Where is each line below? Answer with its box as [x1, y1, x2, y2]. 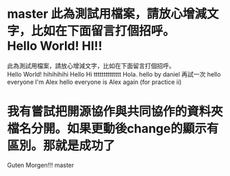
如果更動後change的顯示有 [67, 121, 219, 136]
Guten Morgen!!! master [7, 161, 75, 169]
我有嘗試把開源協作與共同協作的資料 [7, 104, 212, 119]
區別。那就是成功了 [7, 138, 116, 153]
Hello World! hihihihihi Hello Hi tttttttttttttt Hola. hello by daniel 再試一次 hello [7, 70, 221, 78]
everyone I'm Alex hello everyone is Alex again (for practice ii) [7, 78, 182, 86]
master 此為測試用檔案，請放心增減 [7, 6, 207, 22]
